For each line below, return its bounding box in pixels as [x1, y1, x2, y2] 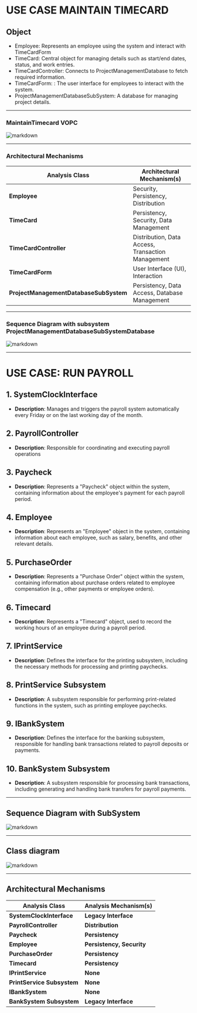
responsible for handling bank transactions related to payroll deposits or [14, 740, 189, 748]
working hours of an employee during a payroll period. [14, 624, 147, 631]
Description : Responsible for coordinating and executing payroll [14, 444, 170, 451]
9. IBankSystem [6, 719, 64, 729]
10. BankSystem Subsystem [6, 764, 110, 774]
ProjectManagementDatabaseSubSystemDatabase [6, 327, 155, 335]
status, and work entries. [14, 61, 75, 68]
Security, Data [133, 216, 172, 224]
